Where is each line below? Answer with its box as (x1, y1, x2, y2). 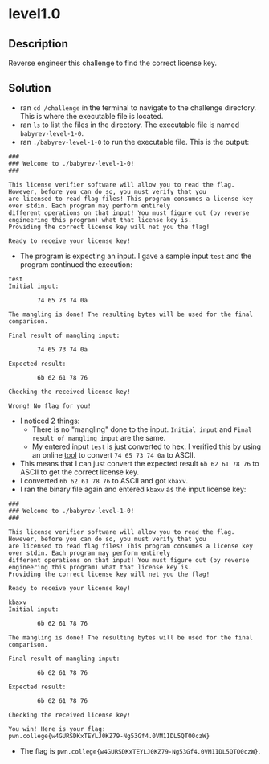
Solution (8, 81, 51, 95)
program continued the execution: (19, 259, 132, 269)
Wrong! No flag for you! (8, 401, 92, 410)
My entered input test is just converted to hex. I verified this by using (31, 442, 262, 451)
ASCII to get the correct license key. (19, 467, 139, 477)
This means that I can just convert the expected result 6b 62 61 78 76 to (19, 458, 259, 468)
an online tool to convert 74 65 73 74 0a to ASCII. (31, 450, 196, 459)
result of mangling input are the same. (31, 433, 166, 442)
